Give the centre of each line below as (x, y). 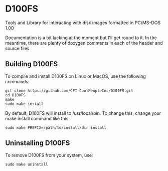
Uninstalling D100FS (38, 143)
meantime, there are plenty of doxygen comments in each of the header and (84, 43)
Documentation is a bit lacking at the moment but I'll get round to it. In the (81, 38)
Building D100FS (32, 64)
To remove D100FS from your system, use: (49, 155)
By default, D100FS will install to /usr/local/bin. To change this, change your (83, 113)
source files (17, 48)
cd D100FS (16, 95)
